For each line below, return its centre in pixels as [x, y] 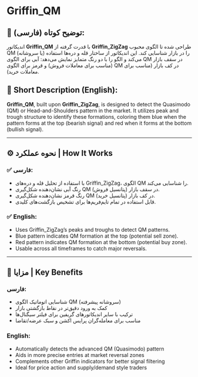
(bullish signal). [25, 129]
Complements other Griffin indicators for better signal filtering [90, 361]
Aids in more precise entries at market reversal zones [80, 355]
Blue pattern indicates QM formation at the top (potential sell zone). [97, 236]
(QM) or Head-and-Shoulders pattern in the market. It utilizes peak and [93, 111]
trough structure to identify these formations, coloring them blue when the [97, 116]
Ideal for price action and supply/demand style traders [81, 367]
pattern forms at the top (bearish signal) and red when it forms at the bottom [99, 123]
